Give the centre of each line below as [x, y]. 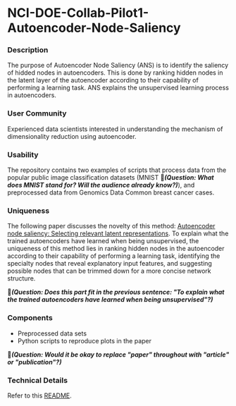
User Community [37, 113]
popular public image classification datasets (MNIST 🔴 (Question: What [111, 178]
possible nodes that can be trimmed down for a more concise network [109, 271]
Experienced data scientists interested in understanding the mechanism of [115, 129]
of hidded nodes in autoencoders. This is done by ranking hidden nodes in [115, 73]
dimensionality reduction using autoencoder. [72, 136]
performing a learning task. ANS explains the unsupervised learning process [118, 88]
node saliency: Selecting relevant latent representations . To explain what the [118, 233]
